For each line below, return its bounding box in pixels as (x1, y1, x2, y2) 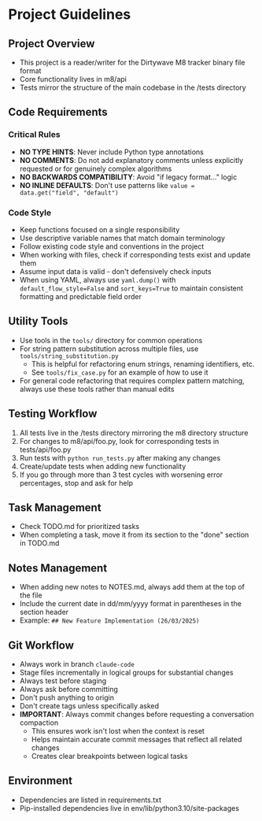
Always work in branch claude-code (19, 660, 135, 669)
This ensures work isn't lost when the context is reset (31, 727, 205, 736)
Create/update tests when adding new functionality (19, 461, 186, 471)
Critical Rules (8, 129, 61, 140)
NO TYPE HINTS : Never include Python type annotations (19, 147, 205, 157)
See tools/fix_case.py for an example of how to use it (31, 368, 208, 377)
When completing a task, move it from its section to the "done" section (19, 530, 249, 540)
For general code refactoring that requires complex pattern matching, (19, 375, 245, 385)
